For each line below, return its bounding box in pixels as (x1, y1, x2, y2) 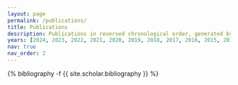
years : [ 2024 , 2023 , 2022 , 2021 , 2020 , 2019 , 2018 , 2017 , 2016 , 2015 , (7, 37, 220, 44)
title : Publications (7, 23, 69, 30)
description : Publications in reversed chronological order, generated (7, 30, 223, 38)
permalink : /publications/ (7, 17, 87, 24)
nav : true (7, 43, 37, 50)
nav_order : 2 (7, 50, 46, 57)
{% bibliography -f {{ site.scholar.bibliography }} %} (7, 69, 159, 78)
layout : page (7, 10, 46, 18)
